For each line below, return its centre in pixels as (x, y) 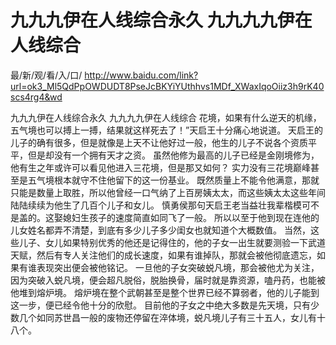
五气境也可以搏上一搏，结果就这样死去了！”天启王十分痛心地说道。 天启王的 (167, 130)
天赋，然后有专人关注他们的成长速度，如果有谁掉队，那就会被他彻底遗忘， (163, 255)
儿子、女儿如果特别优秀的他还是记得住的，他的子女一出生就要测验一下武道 (172, 242)
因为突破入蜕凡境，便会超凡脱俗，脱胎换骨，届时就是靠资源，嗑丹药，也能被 (168, 280)
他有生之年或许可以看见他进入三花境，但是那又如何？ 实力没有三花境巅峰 (160, 167)
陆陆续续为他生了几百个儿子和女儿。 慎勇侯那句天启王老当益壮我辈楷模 (156, 205)
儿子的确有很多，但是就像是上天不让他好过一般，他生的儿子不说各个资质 (159, 142)
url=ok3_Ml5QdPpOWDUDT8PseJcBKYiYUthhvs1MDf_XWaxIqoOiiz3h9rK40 (167, 86)
